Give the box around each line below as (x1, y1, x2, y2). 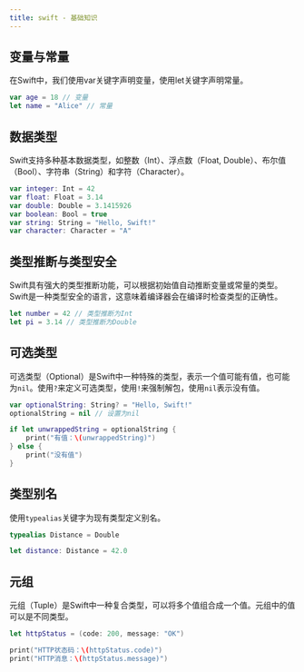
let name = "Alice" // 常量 (9, 102, 113, 111)
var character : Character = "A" (9, 226, 132, 236)
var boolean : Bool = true (9, 210, 107, 219)
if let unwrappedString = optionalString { (9, 425, 177, 434)
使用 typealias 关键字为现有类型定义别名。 (9, 512, 166, 523)
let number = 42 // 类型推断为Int (9, 310, 133, 319)
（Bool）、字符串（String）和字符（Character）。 (9, 166, 189, 177)
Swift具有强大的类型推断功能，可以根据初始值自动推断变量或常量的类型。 (9, 280, 283, 291)
